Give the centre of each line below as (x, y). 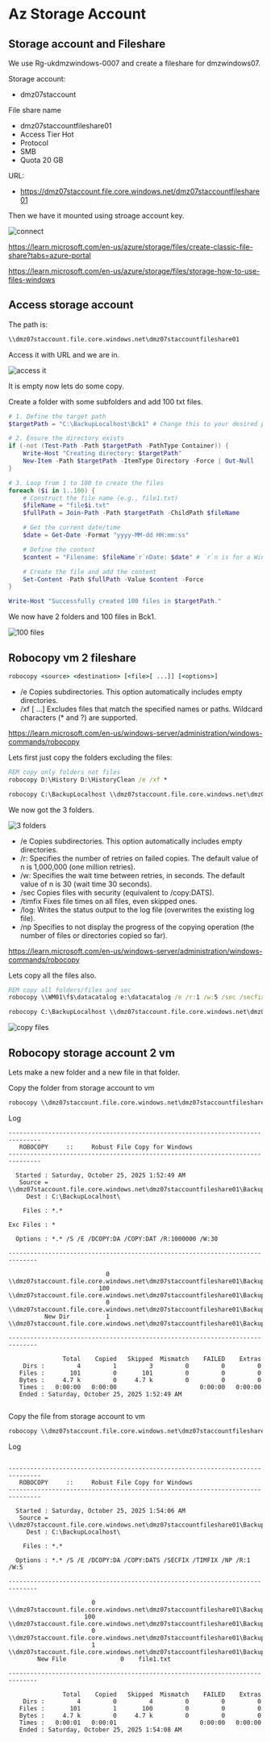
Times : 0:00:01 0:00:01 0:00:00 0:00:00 (140, 1723)
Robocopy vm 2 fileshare (73, 657)
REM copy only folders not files (65, 772)
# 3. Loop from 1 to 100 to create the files (86, 483)
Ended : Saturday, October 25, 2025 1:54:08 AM (100, 1729)
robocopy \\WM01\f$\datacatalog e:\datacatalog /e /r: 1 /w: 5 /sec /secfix (137, 998)
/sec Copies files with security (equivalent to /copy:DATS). (117, 892)
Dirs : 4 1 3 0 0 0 (142, 1366)
